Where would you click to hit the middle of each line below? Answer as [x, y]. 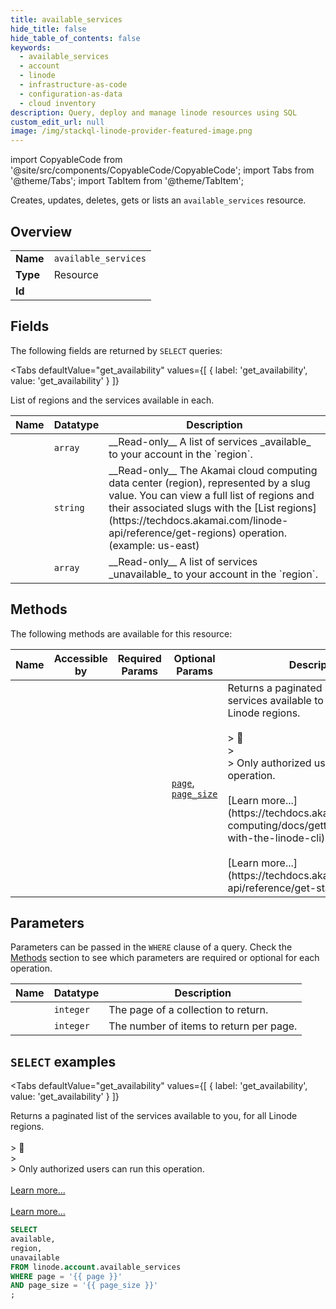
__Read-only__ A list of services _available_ [210, 441]
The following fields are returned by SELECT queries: [116, 350]
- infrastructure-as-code [73, 85]
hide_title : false [48, 29]
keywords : [31, 47]
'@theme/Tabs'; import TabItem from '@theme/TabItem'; [127, 181]
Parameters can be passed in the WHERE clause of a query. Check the [151, 947]
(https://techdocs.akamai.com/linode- [198, 520]
